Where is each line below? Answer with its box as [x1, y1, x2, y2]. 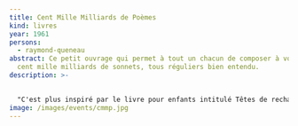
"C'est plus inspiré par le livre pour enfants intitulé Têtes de [17, 95, 268, 104]
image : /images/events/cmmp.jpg [9, 103, 129, 112]
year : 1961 [9, 29, 50, 38]
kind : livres [9, 21, 58, 30]
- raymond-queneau [17, 46, 86, 55]
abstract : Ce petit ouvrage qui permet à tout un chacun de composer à [9, 54, 279, 63]
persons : [9, 37, 42, 47]
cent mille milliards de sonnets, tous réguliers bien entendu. [17, 63, 260, 72]
